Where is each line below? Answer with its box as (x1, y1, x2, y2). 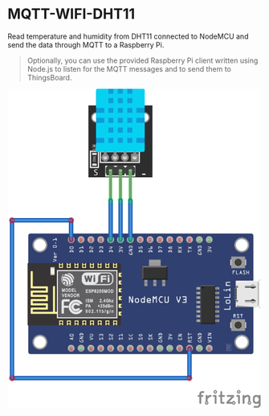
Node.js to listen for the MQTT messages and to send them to (26, 64, 232, 73)
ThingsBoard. (26, 72, 72, 82)
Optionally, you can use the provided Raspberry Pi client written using (26, 56, 259, 65)
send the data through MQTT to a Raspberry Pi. (7, 39, 165, 49)
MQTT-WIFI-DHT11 (7, 5, 136, 23)
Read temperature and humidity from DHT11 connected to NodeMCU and (7, 31, 249, 41)
